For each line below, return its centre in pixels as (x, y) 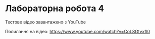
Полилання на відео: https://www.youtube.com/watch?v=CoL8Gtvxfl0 (77, 31)
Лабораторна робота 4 (55, 9)
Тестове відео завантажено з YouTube (46, 22)
